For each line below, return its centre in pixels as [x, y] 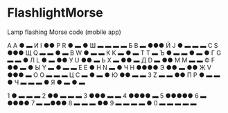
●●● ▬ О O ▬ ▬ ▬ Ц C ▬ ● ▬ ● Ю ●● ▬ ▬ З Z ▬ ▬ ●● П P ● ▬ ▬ [114, 75]
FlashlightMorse [55, 13]
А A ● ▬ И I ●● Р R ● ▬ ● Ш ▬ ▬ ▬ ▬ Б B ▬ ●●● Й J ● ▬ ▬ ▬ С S [113, 45]
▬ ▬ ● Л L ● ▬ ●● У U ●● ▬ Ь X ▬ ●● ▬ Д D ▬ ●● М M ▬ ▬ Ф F [111, 60]
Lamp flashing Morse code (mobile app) [64, 32]
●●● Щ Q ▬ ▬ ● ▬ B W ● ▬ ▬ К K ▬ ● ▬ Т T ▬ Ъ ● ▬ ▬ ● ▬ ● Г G [114, 53]
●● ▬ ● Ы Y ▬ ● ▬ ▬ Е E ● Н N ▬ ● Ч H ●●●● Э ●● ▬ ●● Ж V [109, 67]
